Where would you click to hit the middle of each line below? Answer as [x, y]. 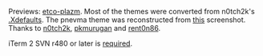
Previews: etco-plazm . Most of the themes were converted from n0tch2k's [131, 11]
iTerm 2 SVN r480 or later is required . [71, 43]
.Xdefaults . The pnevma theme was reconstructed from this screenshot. [127, 20]
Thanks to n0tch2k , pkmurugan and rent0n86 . [85, 28]
